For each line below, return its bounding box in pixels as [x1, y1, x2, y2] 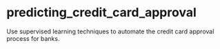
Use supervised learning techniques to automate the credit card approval [6, 27, 214, 35]
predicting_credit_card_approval [6, 5, 197, 20]
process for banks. [6, 34, 60, 42]
